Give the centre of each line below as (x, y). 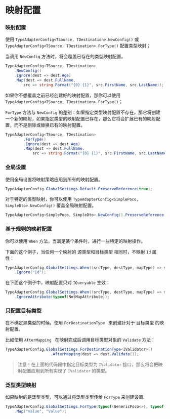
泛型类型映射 (21, 385)
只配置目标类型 (24, 311)
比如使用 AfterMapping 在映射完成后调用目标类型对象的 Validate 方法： (80, 340)
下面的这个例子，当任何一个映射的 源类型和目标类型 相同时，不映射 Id (78, 252)
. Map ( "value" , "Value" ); (40, 411)
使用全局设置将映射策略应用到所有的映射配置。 (54, 179)
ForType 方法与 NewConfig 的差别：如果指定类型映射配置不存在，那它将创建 (83, 112)
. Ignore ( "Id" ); (30, 272)
